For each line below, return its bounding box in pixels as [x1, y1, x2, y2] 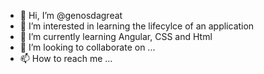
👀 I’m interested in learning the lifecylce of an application [19, 20, 255, 32]
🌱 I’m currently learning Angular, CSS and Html [19, 31, 213, 42]
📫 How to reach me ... [19, 53, 113, 64]
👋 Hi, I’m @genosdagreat [19, 10, 123, 21]
